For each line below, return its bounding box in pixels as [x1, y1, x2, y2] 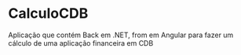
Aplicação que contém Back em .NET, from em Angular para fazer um [8, 30, 234, 40]
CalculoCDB [8, 5, 89, 22]
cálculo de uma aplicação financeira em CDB [8, 38, 154, 47]
